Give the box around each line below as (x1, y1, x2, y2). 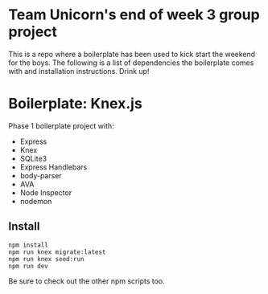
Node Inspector (19, 187, 72, 198)
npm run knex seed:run (8, 255, 85, 263)
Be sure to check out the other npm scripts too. (8, 276, 165, 286)
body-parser (19, 170, 62, 180)
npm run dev (8, 262, 48, 270)
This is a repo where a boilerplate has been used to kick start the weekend (8, 49, 256, 59)
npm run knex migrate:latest (8, 247, 106, 256)
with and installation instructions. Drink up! (8, 66, 150, 76)
